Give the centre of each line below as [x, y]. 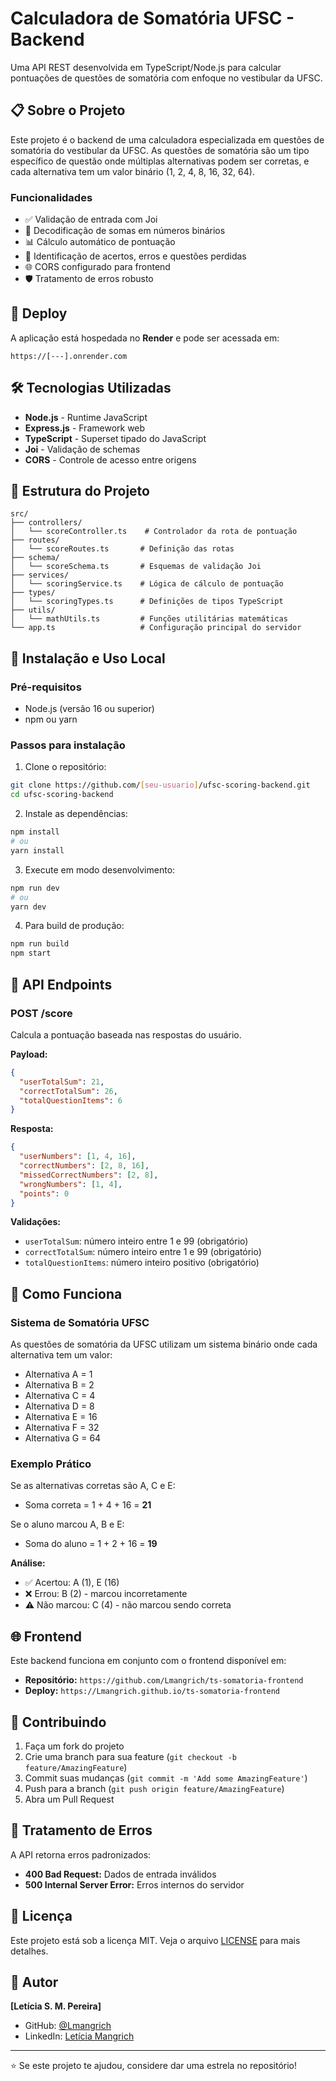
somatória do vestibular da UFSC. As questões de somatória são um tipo [160, 150]
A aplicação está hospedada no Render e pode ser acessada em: [145, 338]
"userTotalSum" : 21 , [62, 1082]
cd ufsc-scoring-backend [62, 795]
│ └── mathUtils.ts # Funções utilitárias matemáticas [149, 619]
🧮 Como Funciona [66, 1293]
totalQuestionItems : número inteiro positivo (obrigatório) [142, 1263]
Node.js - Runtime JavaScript [86, 417]
